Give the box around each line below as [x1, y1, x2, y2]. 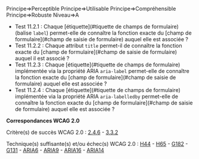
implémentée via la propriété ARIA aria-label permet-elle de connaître [14, 68, 189, 74]
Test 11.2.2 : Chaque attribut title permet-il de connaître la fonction [14, 42, 182, 49]
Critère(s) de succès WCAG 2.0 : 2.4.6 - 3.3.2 [6, 129, 118, 136]
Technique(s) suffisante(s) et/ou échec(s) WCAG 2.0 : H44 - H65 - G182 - [6, 140, 188, 147]
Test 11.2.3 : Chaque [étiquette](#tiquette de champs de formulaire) [14, 61, 180, 68]
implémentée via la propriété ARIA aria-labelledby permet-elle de [14, 93, 178, 100]
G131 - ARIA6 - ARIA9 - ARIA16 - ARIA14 [6, 146, 105, 154]
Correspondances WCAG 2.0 [6, 117, 80, 124]
